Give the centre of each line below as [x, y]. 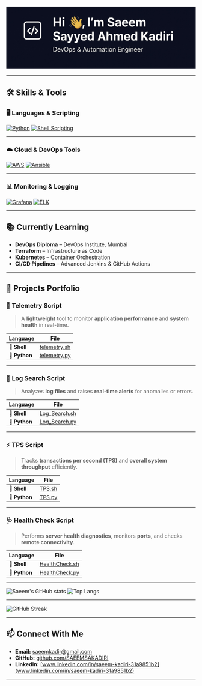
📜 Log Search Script [35, 378]
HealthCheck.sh [59, 564]
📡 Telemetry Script [34, 305]
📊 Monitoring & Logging [42, 187]
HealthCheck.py [59, 572]
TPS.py [48, 497]
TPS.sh [48, 489]
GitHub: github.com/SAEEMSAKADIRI [62, 658]
